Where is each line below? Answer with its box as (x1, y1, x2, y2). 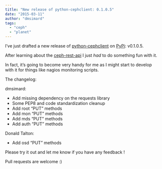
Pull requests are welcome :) (5, 159, 62, 164)
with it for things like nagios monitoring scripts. (5, 67, 99, 73)
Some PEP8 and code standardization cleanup (12, 101, 106, 106)
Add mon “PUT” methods (12, 111, 63, 117)
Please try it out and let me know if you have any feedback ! (5, 149, 125, 155)
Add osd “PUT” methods (12, 140, 62, 146)
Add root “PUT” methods (12, 105, 62, 111)
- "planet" (9, 30, 32, 34)
